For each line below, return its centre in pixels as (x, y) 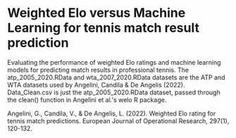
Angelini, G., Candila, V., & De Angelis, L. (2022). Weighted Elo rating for (112, 113)
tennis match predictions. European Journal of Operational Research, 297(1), (118, 120)
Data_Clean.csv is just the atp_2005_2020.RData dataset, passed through (114, 92)
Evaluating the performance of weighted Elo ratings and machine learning (114, 62)
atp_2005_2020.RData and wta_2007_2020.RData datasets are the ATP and (116, 77)
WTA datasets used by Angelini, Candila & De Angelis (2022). (96, 84)
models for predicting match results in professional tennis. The (98, 70)
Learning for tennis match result (103, 28)
